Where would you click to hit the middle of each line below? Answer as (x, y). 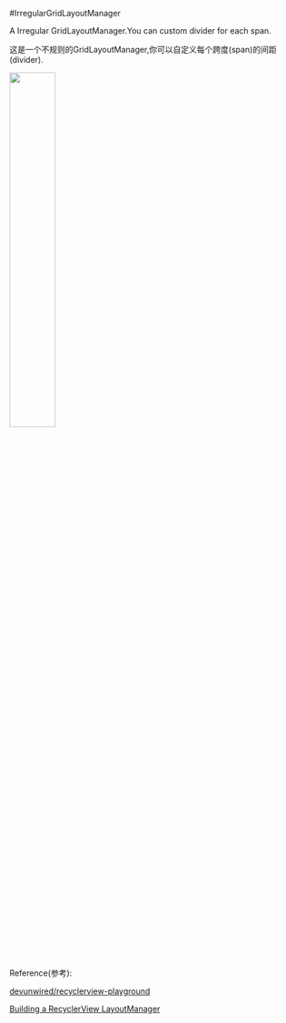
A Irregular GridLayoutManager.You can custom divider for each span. (141, 30)
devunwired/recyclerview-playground (80, 991)
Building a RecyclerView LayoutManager (85, 1009)
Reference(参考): (41, 973)
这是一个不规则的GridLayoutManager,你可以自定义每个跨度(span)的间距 (143, 50)
